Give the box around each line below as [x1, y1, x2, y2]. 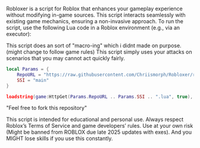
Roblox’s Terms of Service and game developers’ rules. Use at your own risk [6, 122, 193, 129]
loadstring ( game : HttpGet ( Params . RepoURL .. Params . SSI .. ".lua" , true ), [6, 94, 193, 100]
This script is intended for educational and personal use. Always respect [6, 116, 183, 123]
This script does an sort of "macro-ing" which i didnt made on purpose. [6, 42, 182, 49]
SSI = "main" [17, 77, 49, 83]
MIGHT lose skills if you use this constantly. [6, 135, 113, 142]
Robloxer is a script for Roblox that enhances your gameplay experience [6, 5, 183, 12]
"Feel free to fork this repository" [6, 104, 87, 112]
